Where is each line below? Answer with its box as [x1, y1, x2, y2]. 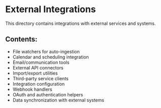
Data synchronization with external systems [12, 97, 105, 103]
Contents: [5, 35, 38, 44]
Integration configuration [12, 81, 65, 87]
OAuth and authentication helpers [12, 91, 83, 97]
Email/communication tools [12, 59, 70, 65]
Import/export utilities [12, 70, 58, 76]
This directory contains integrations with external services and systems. [5, 20, 156, 26]
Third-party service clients [12, 75, 69, 82]
